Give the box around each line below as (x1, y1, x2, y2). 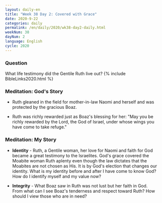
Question (5, 60, 28, 66)
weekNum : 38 (5, 30, 29, 35)
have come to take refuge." (12, 124, 67, 130)
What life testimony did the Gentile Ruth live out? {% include (5, 70, 126, 76)
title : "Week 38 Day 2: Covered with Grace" (5, 12, 97, 17)
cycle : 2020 (5, 43, 29, 48)
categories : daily (5, 20, 42, 26)
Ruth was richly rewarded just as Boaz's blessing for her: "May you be (12, 114, 154, 120)
